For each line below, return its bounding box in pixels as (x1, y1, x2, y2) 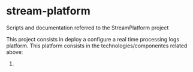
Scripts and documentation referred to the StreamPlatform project (6, 24, 169, 31)
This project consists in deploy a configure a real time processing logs (6, 35, 180, 43)
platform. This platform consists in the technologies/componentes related (6, 42, 188, 49)
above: (6, 48, 23, 55)
